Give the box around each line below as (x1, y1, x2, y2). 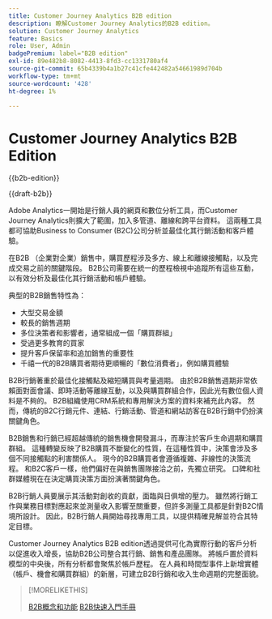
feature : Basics (8, 34, 63, 43)
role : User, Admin (8, 42, 70, 50)
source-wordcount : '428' (8, 79, 92, 88)
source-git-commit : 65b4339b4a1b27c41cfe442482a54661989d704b (8, 65, 223, 73)
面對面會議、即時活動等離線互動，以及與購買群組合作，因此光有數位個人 (15, 386, 257, 395)
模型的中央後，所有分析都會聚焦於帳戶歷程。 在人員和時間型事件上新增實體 (8, 559, 259, 569)
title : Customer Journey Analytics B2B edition (8, 11, 172, 20)
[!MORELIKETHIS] (28, 585, 88, 596)
